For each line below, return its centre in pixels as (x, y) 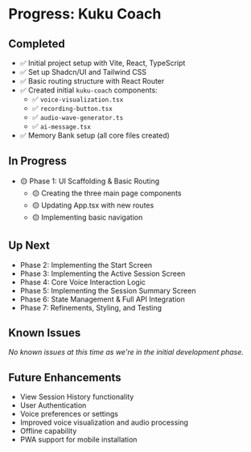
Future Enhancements (65, 378)
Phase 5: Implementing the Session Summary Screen (108, 290)
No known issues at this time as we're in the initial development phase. (126, 352)
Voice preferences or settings (69, 414)
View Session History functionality (77, 397)
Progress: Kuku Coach (85, 14)
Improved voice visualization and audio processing (104, 422)
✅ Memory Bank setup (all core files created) (95, 135)
